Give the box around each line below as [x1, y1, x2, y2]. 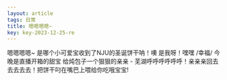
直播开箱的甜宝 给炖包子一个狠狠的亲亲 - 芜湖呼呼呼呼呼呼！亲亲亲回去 [18, 57, 219, 66]
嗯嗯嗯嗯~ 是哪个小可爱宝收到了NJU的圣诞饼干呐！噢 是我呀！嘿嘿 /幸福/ [7, 49, 213, 57]
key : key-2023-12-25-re [7, 29, 75, 36]
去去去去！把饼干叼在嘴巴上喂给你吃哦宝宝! [7, 66, 129, 74]
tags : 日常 [7, 16, 36, 23]
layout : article [7, 10, 53, 17]
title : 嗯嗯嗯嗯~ [7, 23, 53, 29]
